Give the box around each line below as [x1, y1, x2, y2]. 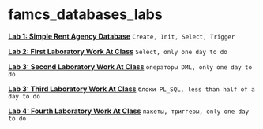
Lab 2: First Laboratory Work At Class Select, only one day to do [8, 46, 227, 56]
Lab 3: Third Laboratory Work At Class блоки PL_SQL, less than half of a [8, 84, 255, 94]
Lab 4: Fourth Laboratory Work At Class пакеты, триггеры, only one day [8, 106, 250, 116]
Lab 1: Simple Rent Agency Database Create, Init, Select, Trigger [8, 31, 235, 41]
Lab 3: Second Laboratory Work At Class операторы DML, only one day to [8, 61, 253, 72]
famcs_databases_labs [8, 6, 163, 24]
